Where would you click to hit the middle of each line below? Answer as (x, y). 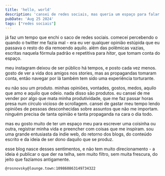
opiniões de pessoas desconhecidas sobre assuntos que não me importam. (82, 109)
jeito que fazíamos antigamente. (38, 159)
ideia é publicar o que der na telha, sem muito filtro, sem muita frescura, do (82, 154)
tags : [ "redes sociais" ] (31, 23)
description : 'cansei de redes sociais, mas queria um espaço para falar (82, 14)
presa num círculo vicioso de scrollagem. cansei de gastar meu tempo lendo (82, 104)
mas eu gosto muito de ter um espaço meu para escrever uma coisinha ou (81, 124)
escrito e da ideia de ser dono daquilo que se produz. (59, 140)
